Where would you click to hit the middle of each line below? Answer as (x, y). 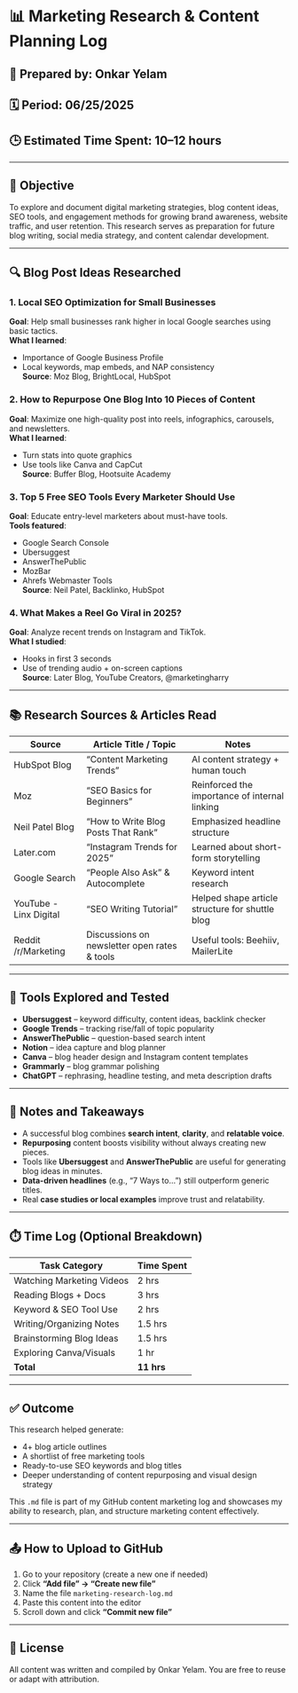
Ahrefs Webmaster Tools (67, 580)
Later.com (35, 852)
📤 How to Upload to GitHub (86, 1548)
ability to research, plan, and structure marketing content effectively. (134, 1511)
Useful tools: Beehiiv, (235, 940)
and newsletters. (40, 428)
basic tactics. (34, 331)
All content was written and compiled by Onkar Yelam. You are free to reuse (148, 1669)
